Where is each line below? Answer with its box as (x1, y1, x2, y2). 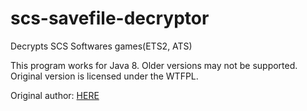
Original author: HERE (10, 89, 100, 101)
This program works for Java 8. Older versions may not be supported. (10, 59, 298, 71)
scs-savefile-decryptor (10, 7, 210, 30)
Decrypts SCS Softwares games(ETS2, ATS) (10, 40, 193, 52)
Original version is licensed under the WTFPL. (10, 70, 199, 82)
